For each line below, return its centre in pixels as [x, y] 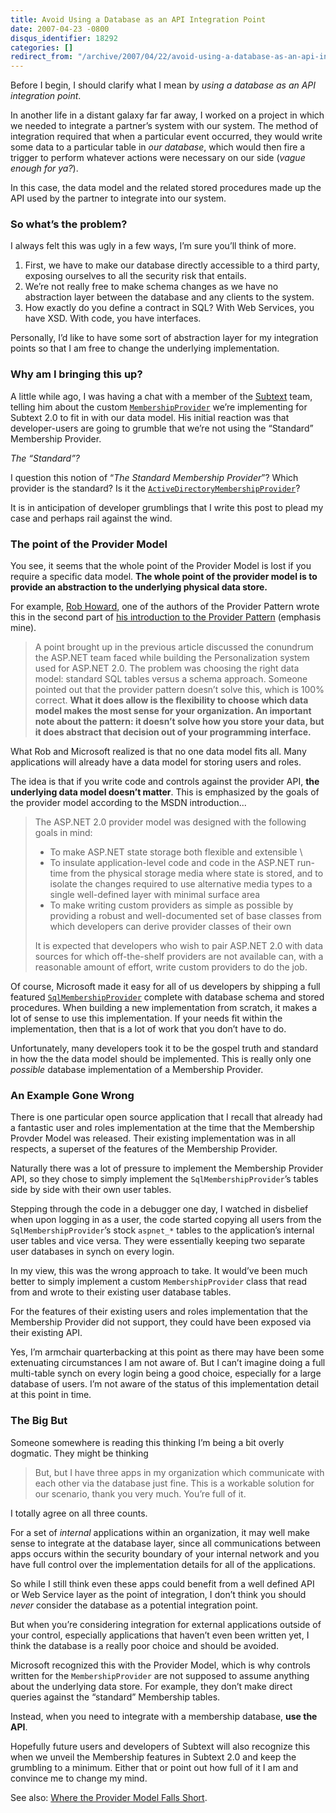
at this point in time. [51, 1395]
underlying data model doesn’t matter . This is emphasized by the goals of [165, 792]
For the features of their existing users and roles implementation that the [159, 1312]
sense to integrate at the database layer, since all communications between [165, 1543]
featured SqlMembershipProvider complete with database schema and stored [167, 997]
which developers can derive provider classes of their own [170, 927]
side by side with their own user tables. [91, 1190]
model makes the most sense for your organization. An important [173, 711]
